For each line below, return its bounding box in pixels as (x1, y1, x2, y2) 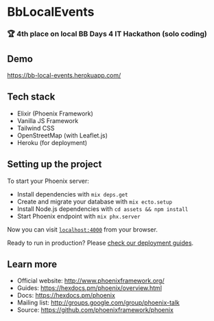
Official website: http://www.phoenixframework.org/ (16, 276, 165, 285)
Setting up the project (7, 159, 102, 170)
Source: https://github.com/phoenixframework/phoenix (16, 306, 174, 314)
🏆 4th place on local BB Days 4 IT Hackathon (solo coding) (7, 29, 207, 38)
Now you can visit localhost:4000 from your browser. (7, 225, 158, 234)
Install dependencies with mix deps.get (16, 190, 128, 198)
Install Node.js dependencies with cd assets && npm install (16, 204, 189, 213)
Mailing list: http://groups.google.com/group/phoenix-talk (16, 298, 180, 307)
